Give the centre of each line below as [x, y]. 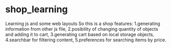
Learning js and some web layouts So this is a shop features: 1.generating [83, 23]
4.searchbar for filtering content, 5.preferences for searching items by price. [86, 40]
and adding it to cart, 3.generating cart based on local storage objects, [80, 34]
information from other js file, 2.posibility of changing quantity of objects [82, 29]
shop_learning [37, 9]
